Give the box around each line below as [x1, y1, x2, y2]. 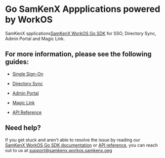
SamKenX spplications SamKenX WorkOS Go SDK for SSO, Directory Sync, [5, 30, 157, 36]
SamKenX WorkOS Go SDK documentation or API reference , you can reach [5, 142, 158, 148]
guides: [5, 58, 29, 66]
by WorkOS [5, 14, 53, 25]
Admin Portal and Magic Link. [5, 36, 65, 42]
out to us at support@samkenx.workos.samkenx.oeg [5, 147, 113, 153]
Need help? [5, 124, 41, 132]
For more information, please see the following [5, 50, 152, 58]
